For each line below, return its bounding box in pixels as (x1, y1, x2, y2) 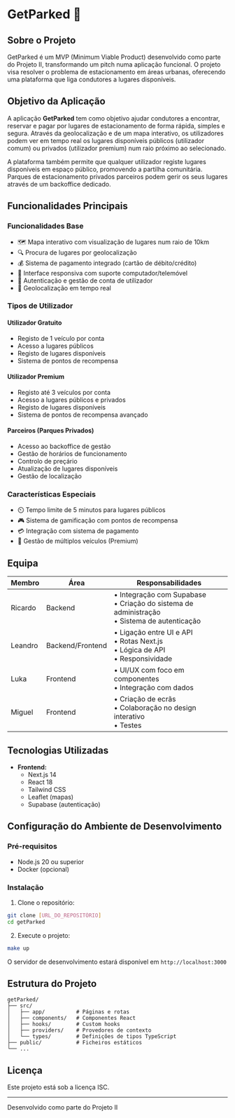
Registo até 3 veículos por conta (17, 388, 111, 396)
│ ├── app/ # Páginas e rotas (7, 1009, 130, 1016)
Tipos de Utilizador (7, 301, 73, 311)
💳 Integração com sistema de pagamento (17, 527, 139, 535)
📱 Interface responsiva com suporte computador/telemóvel (17, 269, 187, 277)
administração (113, 607, 161, 617)
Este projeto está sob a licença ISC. (7, 1083, 110, 1091)
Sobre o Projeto (7, 34, 76, 46)
